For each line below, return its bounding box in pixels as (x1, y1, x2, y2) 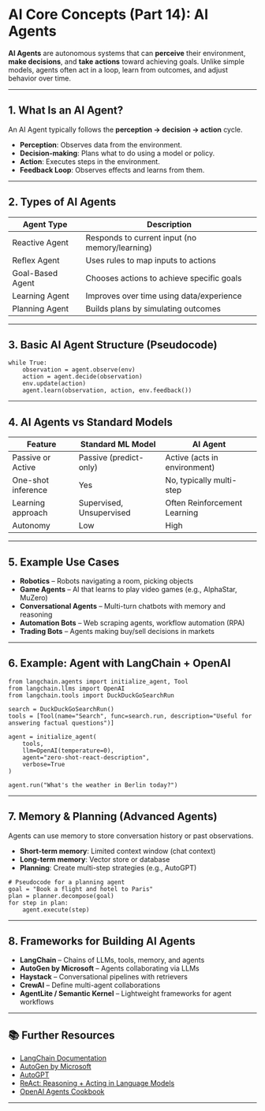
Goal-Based (12, 267, 58, 278)
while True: (8, 359, 47, 367)
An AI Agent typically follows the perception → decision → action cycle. (8, 125, 243, 134)
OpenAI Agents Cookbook (19, 1087, 105, 1097)
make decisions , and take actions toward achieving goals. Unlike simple (8, 57, 244, 66)
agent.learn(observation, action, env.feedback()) (22, 386, 192, 395)
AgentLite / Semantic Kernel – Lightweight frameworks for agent (19, 989, 232, 998)
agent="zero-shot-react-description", (22, 753, 150, 762)
